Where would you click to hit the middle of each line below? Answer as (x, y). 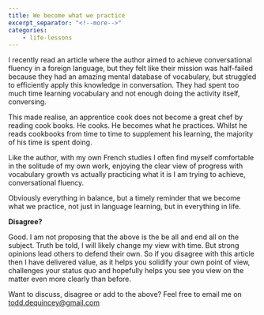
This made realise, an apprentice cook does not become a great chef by (126, 117)
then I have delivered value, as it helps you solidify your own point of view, (129, 262)
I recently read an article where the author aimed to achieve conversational (130, 60)
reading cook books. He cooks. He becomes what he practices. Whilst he (128, 126)
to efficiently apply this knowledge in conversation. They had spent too (124, 85)
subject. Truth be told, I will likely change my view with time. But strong (124, 246)
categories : (28, 30)
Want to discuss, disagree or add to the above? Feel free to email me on (125, 294)
